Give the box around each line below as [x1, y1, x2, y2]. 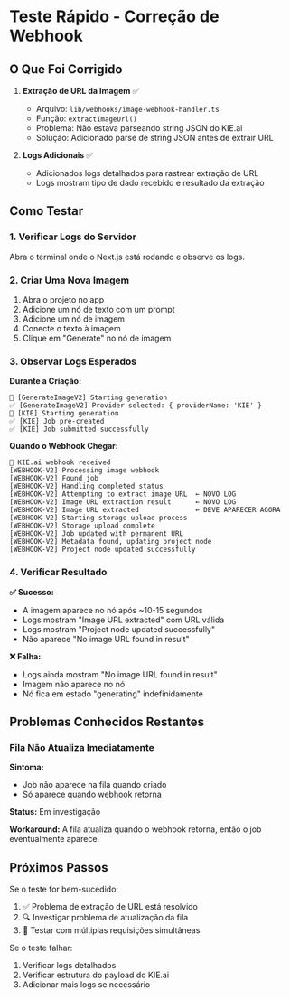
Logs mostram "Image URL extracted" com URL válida [22, 614, 225, 625]
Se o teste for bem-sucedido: [9, 883, 119, 895]
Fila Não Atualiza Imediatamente [9, 741, 155, 753]
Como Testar [9, 203, 84, 219]
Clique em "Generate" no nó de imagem [22, 332, 172, 343]
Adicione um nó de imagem [22, 313, 125, 324]
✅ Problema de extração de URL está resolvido [22, 901, 199, 912]
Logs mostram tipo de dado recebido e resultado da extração [35, 178, 265, 188]
